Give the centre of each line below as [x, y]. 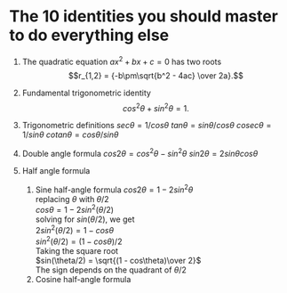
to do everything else [89, 35]
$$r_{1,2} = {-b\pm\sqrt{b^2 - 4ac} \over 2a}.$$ [156, 75]
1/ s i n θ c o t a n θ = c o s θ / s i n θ [70, 134]
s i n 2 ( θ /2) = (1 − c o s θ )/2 [79, 240]
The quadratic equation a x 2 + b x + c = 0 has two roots [122, 61]
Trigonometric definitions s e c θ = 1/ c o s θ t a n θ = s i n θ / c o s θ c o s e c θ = [147, 126]
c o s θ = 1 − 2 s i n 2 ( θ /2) [74, 209]
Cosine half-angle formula [83, 279]
